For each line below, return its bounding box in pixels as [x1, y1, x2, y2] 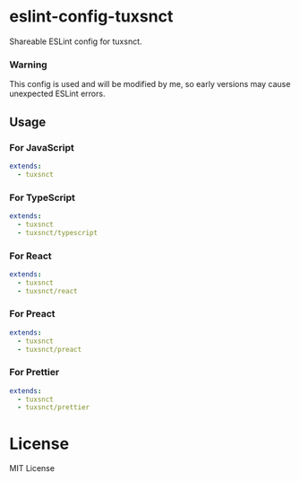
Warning [9, 58, 47, 71]
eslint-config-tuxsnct [9, 6, 174, 27]
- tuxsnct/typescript [17, 228, 99, 237]
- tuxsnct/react [17, 286, 78, 295]
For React [9, 249, 52, 262]
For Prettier [9, 366, 60, 379]
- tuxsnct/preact [17, 345, 82, 354]
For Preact [9, 308, 56, 320]
